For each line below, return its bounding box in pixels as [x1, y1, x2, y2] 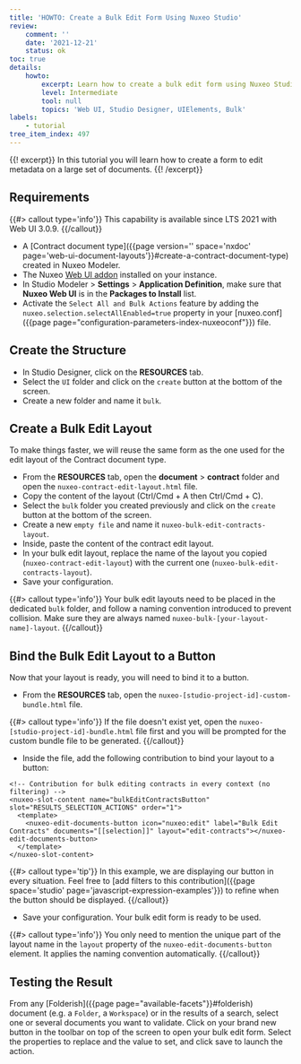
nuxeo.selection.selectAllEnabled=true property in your [21, 307, 233, 318]
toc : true [9, 55, 47, 64]
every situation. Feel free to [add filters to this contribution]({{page [9, 876, 255, 887]
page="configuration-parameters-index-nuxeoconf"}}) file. [53, 316, 271, 327]
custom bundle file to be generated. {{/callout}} [9, 736, 185, 747]
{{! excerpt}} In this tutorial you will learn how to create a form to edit [9, 154, 263, 165]
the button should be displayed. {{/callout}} [9, 895, 169, 905]
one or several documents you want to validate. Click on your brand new [9, 1016, 277, 1027]
